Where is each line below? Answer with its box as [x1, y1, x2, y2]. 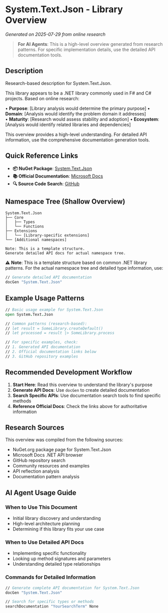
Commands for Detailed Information [5, 574, 96, 581]
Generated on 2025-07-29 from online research [5, 31, 106, 37]
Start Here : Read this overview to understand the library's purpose [12, 382, 153, 388]
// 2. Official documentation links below [5, 349, 96, 355]
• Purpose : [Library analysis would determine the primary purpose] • [5, 105, 150, 111]
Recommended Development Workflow [5, 368, 132, 377]
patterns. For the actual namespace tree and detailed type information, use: [5, 265, 163, 271]
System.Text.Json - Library [5, 4, 123, 15]
